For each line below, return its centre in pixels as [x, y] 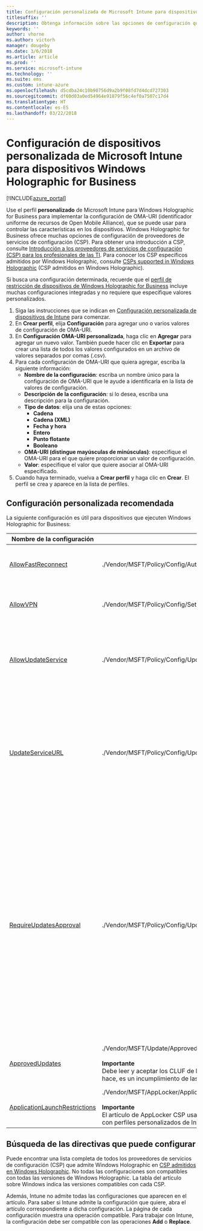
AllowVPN [24, 604]
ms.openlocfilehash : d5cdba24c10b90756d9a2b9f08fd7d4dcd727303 [88, 91]
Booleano [45, 446]
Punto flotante [52, 439]
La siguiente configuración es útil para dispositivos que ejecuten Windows [99, 518]
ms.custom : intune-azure [37, 85]
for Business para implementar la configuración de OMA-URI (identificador [99, 217]
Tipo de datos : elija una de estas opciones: [78, 407]
